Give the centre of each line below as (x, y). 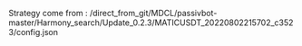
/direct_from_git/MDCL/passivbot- (153, 13)
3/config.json (33, 32)
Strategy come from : (48, 13)
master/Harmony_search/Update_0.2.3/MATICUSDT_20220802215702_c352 (151, 23)
